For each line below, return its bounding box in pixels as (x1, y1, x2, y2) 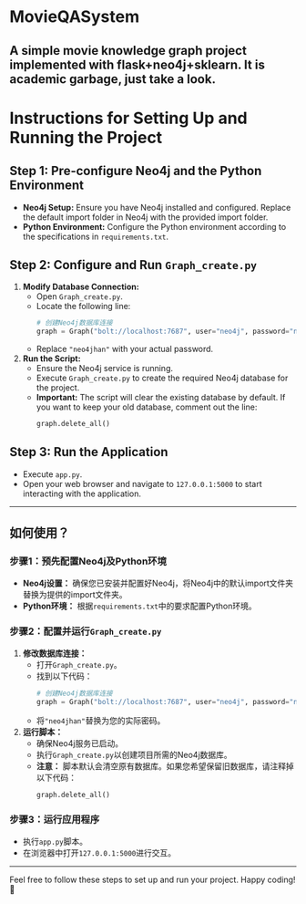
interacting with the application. (22, 488, 142, 499)
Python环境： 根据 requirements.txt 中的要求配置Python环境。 (22, 600, 257, 611)
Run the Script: (22, 353, 81, 364)
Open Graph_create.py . (36, 291, 123, 302)
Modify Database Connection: (22, 281, 139, 293)
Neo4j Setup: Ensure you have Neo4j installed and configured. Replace (22, 202, 291, 213)
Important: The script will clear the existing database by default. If (36, 392, 286, 403)
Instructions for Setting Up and (9, 108, 248, 129)
